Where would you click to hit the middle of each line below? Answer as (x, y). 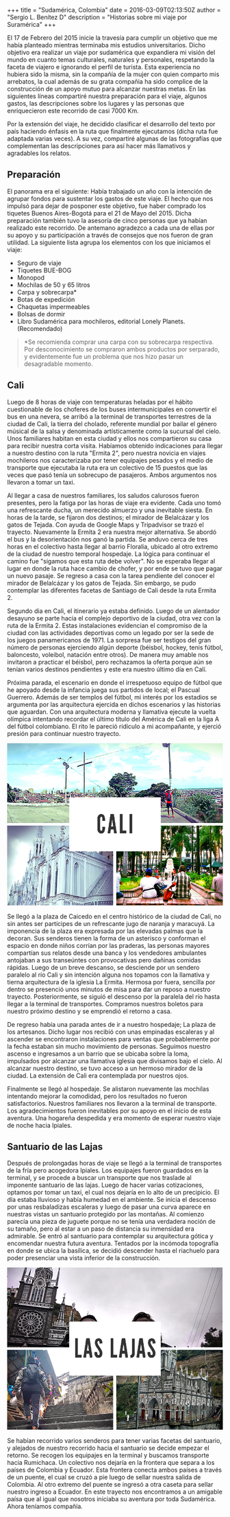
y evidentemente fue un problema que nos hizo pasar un (103, 356)
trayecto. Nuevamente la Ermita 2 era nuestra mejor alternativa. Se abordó (112, 532)
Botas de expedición (46, 299)
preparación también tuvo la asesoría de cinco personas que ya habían (107, 220)
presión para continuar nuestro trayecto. (64, 733)
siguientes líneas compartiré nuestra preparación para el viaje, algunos (107, 96)
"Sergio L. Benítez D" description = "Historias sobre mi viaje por (97, 17)
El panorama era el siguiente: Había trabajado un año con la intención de (110, 191)
